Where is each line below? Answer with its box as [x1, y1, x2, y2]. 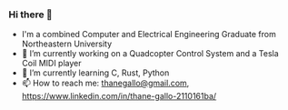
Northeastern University [21, 38, 113, 49]
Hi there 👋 [8, 8, 54, 21]
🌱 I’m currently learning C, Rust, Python [21, 67, 170, 78]
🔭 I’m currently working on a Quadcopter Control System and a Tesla [21, 48, 279, 59]
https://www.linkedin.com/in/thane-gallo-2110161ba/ [21, 91, 217, 102]
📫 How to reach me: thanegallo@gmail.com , [21, 77, 190, 89]
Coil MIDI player [21, 58, 82, 69]
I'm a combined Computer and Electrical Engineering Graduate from [21, 29, 276, 40]
